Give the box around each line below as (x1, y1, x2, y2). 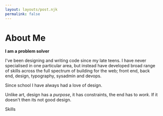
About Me (5, 32, 46, 43)
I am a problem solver (5, 48, 50, 54)
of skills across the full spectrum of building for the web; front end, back (5, 68, 150, 74)
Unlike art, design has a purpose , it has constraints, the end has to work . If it (5, 92, 158, 98)
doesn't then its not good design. (5, 97, 72, 103)
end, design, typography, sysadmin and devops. (5, 73, 102, 79)
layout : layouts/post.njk (5, 7, 57, 12)
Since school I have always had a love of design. (5, 83, 102, 88)
